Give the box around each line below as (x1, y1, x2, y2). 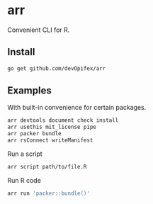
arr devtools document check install (7, 117, 119, 124)
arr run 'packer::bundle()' (7, 190, 91, 197)
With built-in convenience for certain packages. (7, 103, 147, 112)
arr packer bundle (7, 130, 62, 137)
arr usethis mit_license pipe (7, 123, 97, 131)
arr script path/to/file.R (7, 163, 87, 170)
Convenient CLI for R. (7, 25, 70, 34)
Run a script (7, 149, 42, 158)
